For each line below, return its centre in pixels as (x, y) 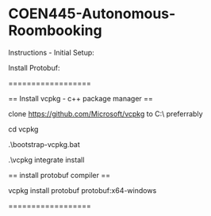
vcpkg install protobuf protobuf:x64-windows (82, 190)
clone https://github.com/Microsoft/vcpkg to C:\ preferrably (105, 114)
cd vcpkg (23, 129)
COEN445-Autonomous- (92, 14)
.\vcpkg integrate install (46, 160)
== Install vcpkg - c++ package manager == (81, 98)
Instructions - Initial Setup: (52, 52)
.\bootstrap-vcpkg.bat (44, 144)
